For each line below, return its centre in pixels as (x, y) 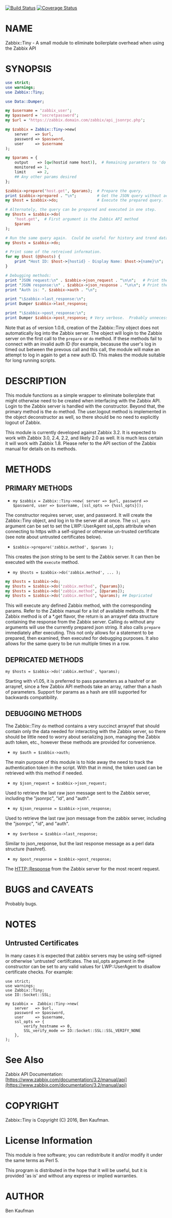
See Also (25, 1060)
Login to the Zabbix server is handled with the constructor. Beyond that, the (85, 406)
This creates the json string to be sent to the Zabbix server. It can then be (83, 557)
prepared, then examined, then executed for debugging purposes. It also (82, 638)
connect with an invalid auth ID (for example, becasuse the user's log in (81, 344)
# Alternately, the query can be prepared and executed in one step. (81, 210)
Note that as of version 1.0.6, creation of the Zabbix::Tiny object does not (82, 328)
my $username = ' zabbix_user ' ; (39, 111)
